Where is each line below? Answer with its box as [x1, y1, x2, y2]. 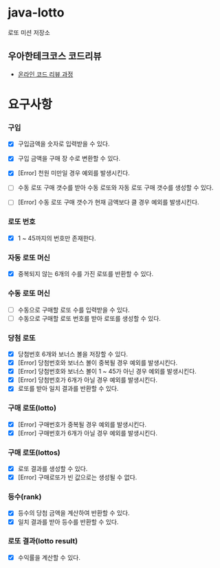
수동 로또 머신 [8, 288, 51, 298]
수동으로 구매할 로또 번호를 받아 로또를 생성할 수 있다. [17, 314, 161, 322]
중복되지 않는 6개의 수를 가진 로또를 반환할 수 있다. [17, 270, 154, 278]
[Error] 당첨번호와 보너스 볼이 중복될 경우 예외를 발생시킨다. [17, 359, 178, 367]
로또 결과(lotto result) [8, 536, 78, 546]
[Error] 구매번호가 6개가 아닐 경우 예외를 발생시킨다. [17, 429, 157, 437]
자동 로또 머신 [8, 253, 51, 262]
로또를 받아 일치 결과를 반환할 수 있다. [17, 385, 119, 393]
